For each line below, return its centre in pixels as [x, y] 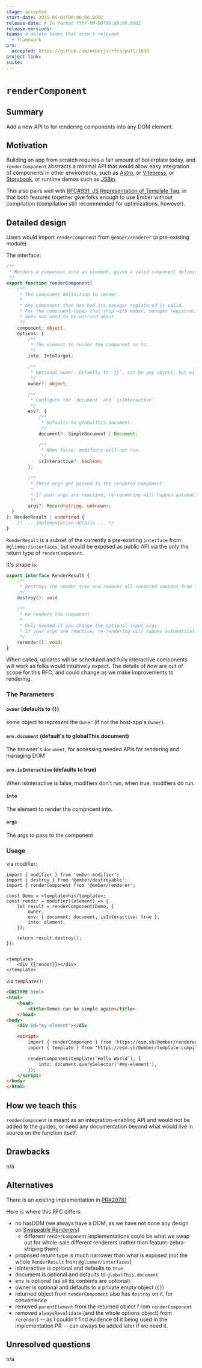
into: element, [47, 922]
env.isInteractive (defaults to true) [51, 769]
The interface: [24, 255]
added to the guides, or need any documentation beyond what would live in [100, 1127]
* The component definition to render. [69, 294]
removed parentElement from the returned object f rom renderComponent [103, 1307]
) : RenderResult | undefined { [45, 517]
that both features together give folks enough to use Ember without [90, 197]
